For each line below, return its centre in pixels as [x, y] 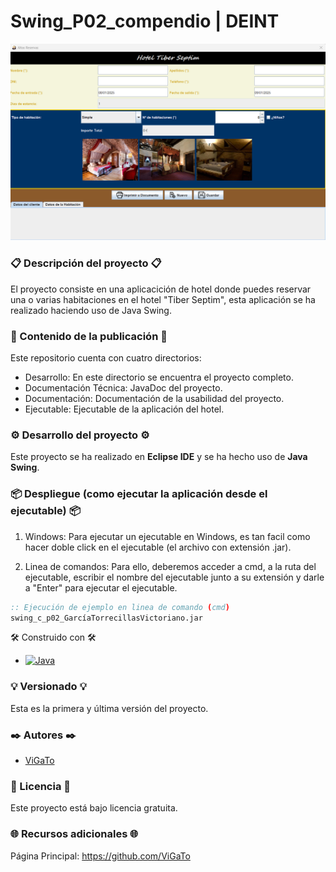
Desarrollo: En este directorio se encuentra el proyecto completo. [159, 377]
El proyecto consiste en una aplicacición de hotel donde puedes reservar [161, 289]
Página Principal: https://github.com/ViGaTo [100, 856]
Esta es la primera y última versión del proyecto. [109, 708]
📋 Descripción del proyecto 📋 [86, 263]
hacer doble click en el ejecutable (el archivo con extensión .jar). [158, 547]
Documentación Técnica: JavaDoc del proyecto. [123, 388]
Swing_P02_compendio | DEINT [145, 21]
